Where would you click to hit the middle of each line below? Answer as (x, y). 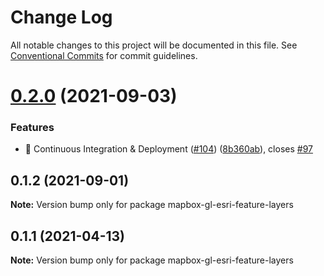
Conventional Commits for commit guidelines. (104, 55)
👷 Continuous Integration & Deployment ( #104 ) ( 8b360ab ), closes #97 (168, 149)
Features (32, 128)
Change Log (61, 17)
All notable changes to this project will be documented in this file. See (154, 45)
